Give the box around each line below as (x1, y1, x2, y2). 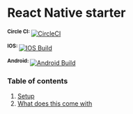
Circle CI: (7, 28, 30, 35)
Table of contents (7, 76, 68, 85)
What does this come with (17, 99, 93, 108)
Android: (7, 57, 29, 64)
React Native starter (7, 5, 126, 21)
